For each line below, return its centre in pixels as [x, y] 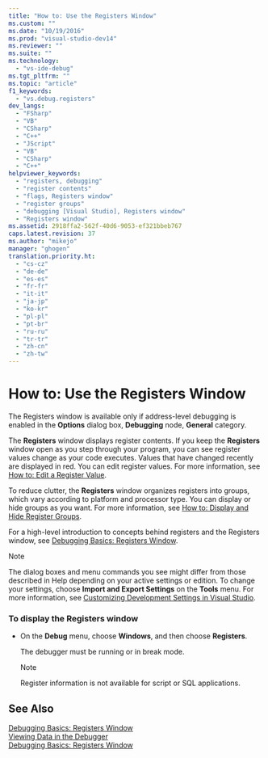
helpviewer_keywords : [45, 174]
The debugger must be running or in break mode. [102, 652]
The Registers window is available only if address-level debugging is [122, 416]
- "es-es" [32, 279]
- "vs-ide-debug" [45, 69]
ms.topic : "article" [43, 83]
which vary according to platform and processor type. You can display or [130, 499]
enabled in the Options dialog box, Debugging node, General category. [128, 424]
